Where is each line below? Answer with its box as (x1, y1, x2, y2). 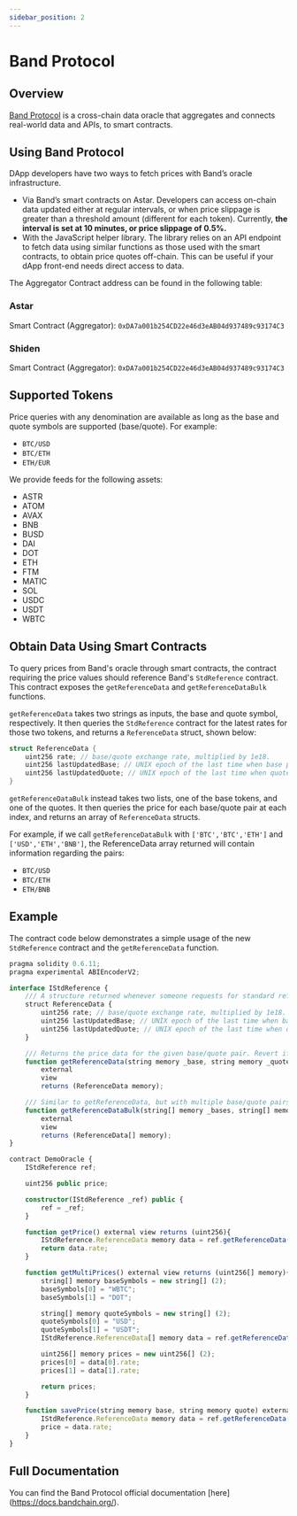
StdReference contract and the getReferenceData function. (9, 942, 219, 953)
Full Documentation (9, 1464, 119, 1479)
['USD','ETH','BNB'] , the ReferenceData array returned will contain (9, 839, 255, 849)
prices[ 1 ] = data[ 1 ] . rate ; (41, 1365, 141, 1375)
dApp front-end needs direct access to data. (21, 260, 185, 271)
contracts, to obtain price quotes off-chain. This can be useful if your (21, 251, 274, 262)
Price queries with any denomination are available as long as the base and (9, 411, 279, 422)
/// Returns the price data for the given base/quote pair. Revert (25, 1048, 278, 1058)
